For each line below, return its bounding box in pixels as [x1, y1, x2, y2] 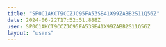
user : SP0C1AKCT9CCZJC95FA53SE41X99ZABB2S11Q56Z [7, 23, 151, 30]
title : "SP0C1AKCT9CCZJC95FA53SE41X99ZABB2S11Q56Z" [7, 10, 160, 17]
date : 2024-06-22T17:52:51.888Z [7, 17, 101, 23]
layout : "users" [7, 29, 54, 37]
